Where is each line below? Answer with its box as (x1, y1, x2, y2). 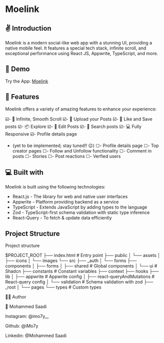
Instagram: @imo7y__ (5, 313, 49, 319)
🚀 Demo (5, 65, 30, 73)
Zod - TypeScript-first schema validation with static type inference (12, 209, 150, 215)
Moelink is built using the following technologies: (5, 184, 106, 190)
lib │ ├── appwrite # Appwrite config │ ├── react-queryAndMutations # (5, 273, 155, 279)
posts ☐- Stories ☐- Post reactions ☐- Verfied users (12, 153, 121, 159)
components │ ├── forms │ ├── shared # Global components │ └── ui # (5, 263, 157, 269)
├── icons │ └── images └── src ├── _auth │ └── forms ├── (5, 257, 137, 263)
